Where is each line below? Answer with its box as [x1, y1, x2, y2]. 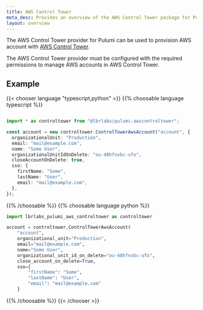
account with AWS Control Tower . [6, 43, 90, 50]
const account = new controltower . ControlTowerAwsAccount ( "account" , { [6, 129, 190, 135]
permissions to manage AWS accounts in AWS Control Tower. [6, 61, 160, 68]
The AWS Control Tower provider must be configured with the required [6, 55, 182, 62]
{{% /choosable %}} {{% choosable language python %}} [6, 202, 150, 209]
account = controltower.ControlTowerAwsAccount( [6, 224, 131, 230]
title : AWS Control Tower [6, 8, 71, 15]
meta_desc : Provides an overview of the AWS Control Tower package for [6, 15, 190, 21]
